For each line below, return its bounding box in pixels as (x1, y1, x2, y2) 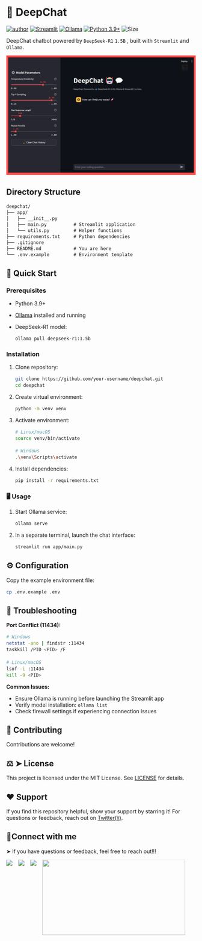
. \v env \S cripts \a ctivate (14, 454, 78, 460)
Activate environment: (14, 416, 70, 424)
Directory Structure (6, 187, 81, 197)
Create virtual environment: (14, 393, 83, 400)
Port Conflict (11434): (6, 622, 61, 629)
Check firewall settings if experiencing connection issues (14, 707, 157, 714)
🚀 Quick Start (6, 268, 57, 278)
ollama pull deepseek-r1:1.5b (14, 336, 91, 342)
